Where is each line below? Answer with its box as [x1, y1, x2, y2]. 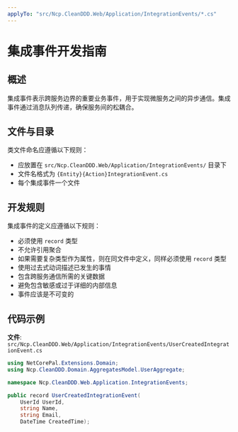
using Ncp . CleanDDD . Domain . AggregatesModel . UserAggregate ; [7, 366, 186, 373]
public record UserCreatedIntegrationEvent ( [7, 391, 141, 399]
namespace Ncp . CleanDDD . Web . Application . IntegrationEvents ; [7, 379, 189, 386]
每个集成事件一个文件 [17, 178, 80, 187]
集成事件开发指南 [7, 43, 108, 59]
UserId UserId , [20, 399, 65, 406]
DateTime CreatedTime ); [20, 418, 91, 426]
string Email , [20, 411, 62, 419]
